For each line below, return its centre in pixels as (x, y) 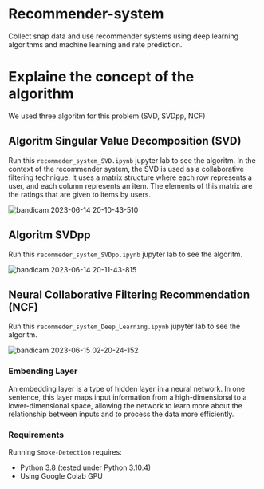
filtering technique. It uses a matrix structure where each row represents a (130, 177)
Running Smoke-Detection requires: (65, 451)
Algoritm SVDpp (49, 235)
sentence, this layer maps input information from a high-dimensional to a (128, 397)
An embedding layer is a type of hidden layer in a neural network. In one (127, 388)
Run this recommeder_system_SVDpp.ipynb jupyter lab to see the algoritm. (126, 254)
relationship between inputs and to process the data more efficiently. (121, 414)
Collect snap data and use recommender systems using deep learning (124, 36)
